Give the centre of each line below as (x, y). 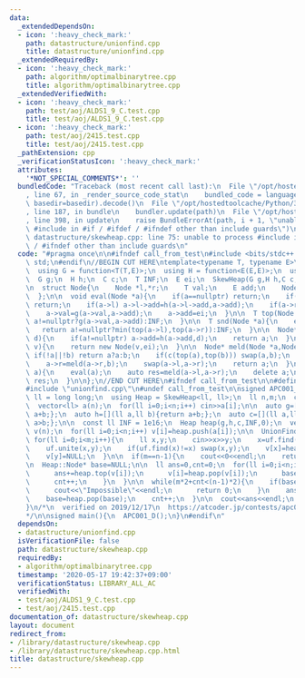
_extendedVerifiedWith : (62, 93)
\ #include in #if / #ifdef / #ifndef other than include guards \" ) (158, 229)
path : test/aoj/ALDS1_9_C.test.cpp (93, 111)
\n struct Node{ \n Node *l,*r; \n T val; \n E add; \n (146, 288)
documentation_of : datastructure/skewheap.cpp (99, 617)
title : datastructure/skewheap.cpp (77, 659)
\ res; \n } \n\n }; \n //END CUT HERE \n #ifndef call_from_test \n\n (150, 381)
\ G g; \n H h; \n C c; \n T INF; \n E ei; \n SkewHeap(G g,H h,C (156, 280)
